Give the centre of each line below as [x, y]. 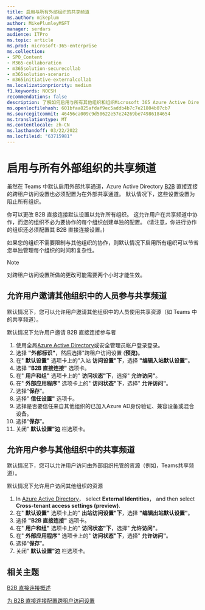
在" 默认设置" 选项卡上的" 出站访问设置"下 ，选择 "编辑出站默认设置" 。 [104, 513]
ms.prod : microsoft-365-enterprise [52, 46]
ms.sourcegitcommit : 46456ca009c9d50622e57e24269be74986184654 [89, 114]
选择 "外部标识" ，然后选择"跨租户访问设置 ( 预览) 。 [79, 353]
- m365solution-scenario [38, 74]
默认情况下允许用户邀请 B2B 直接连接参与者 [61, 332]
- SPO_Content [25, 57]
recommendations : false [37, 97]
